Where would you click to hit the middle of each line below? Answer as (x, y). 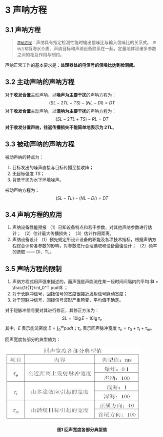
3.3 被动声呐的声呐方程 (40, 144)
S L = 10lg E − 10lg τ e (82, 319)
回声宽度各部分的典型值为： (33, 339)
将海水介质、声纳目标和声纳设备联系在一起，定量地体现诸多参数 (92, 49)
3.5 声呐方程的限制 (33, 269)
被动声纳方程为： (22, 190)
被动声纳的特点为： (24, 157)
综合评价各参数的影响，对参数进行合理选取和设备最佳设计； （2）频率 (87, 246)
